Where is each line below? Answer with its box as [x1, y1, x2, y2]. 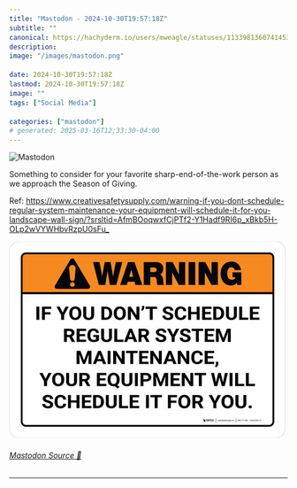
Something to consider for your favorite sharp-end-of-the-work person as [9, 169, 279, 180]
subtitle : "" [9, 23, 57, 33]
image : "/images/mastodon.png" [9, 51, 125, 61]
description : [9, 43, 57, 51]
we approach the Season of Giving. [9, 178, 138, 190]
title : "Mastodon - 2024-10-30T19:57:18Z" [9, 14, 168, 23]
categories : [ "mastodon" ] [9, 117, 104, 126]
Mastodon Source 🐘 [9, 450, 82, 461]
